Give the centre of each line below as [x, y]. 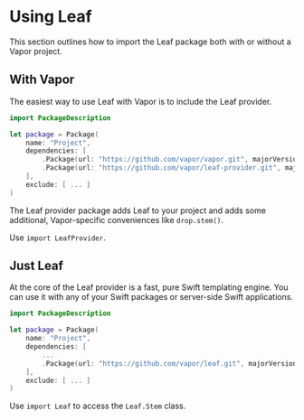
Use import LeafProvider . [57, 238]
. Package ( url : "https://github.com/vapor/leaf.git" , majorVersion [170, 363]
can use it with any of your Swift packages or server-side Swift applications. [152, 297]
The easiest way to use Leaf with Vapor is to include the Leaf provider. [141, 101]
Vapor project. [36, 51]
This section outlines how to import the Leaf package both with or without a [150, 42]
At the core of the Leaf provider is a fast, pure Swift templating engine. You [149, 287]
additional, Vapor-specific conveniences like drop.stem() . [117, 219]
